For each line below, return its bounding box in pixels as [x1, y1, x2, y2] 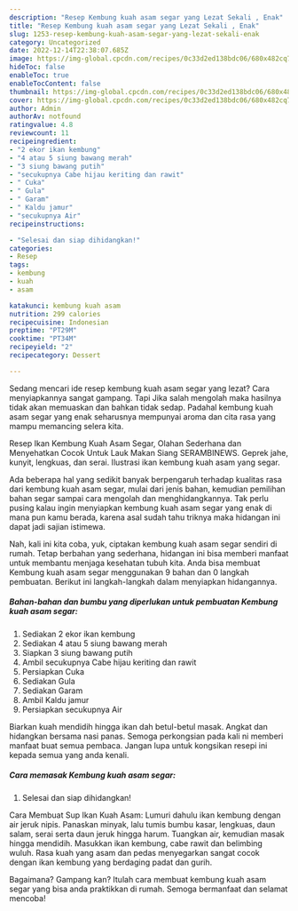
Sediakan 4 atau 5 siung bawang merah [21, 637, 168, 649]
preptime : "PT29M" [9, 326, 77, 335]
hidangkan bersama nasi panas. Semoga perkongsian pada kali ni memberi [9, 731, 284, 741]
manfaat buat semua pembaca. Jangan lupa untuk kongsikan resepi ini [9, 739, 268, 751]
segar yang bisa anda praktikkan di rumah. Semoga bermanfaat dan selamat [9, 883, 288, 894]
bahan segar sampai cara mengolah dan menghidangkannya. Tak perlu [9, 492, 269, 503]
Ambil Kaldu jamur [21, 694, 90, 705]
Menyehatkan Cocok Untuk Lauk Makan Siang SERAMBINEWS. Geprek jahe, [9, 447, 288, 458]
